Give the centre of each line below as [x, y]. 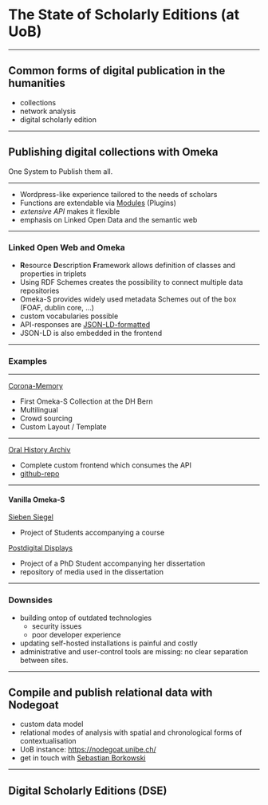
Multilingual [39, 410]
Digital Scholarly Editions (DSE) [88, 790]
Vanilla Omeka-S [37, 499]
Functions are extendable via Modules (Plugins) [98, 203]
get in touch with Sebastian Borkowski [83, 758]
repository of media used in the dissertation [92, 572]
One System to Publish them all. [61, 171]
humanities [37, 83]
